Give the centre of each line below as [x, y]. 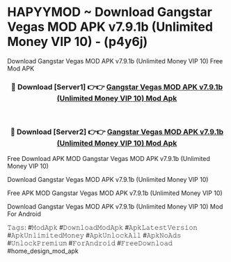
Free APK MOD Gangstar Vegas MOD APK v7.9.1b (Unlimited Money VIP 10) [115, 193]
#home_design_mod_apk [43, 251]
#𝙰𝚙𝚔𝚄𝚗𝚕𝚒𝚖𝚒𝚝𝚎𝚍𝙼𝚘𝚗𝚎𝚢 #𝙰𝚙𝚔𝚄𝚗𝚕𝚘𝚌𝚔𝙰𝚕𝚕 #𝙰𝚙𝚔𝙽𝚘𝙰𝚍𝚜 [94, 235]
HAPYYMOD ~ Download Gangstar [110, 12]
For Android [24, 214]
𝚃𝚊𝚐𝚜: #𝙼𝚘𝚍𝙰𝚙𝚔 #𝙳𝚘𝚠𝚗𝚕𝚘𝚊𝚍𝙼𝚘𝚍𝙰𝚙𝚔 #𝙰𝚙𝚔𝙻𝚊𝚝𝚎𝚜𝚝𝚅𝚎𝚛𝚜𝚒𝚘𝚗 [103, 227]
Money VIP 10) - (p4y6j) [78, 42]
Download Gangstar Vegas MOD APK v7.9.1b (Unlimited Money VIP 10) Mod [115, 206]
